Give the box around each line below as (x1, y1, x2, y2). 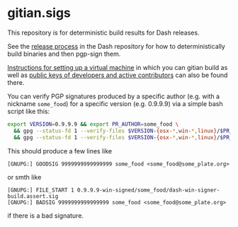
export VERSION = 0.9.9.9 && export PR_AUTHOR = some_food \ (7, 120, 179, 128)
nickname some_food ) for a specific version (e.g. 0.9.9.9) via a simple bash (7, 99, 223, 107)
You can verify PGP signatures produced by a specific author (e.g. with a (7, 92, 220, 100)
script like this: (7, 107, 50, 115)
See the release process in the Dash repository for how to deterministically (7, 42, 225, 50)
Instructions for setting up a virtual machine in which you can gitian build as (7, 63, 228, 71)
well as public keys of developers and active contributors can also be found (7, 71, 228, 79)
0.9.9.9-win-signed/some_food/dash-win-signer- (76, 186, 220, 194)
